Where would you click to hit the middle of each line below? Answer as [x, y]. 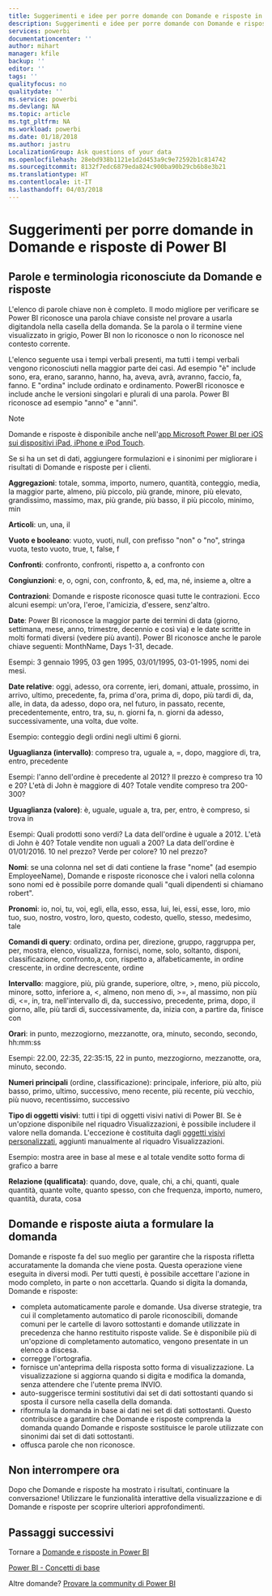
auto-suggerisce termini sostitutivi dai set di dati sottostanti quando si [136, 1393]
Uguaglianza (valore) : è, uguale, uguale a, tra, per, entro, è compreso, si [129, 810]
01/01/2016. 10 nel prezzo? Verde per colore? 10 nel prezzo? [108, 851]
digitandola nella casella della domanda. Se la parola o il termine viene [125, 327]
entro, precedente [38, 761]
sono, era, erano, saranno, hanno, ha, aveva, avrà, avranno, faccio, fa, [125, 376]
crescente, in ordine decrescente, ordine [76, 967]
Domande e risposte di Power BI [117, 247]
